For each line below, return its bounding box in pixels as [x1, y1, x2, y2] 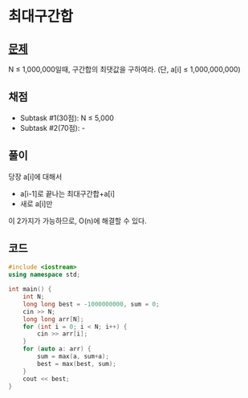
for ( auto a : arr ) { [22, 345, 91, 353]
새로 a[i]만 [19, 198, 53, 209]
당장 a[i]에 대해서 [8, 172, 63, 181]
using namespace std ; [8, 270, 81, 279]
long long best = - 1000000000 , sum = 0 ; [22, 300, 160, 308]
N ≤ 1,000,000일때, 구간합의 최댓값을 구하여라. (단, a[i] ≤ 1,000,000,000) [8, 65, 241, 74]
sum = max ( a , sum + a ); [37, 352, 110, 361]
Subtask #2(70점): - [19, 123, 86, 132]
